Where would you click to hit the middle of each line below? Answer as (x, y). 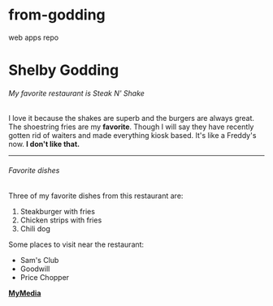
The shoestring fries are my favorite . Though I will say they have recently (131, 127)
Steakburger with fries (58, 211)
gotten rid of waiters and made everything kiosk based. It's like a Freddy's (132, 136)
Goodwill (35, 269)
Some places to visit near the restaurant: (76, 244)
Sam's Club (39, 260)
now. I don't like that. (44, 144)
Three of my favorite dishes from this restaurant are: (96, 196)
